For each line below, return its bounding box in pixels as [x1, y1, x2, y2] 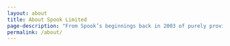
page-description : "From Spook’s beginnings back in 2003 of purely [7, 22, 207, 29]
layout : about [7, 9, 48, 17]
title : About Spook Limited [7, 16, 88, 23]
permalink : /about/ [7, 28, 63, 36]
